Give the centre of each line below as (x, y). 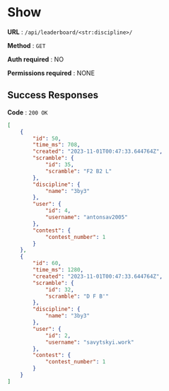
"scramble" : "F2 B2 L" (78, 171)
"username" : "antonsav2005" (87, 217)
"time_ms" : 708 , (57, 145)
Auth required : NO (36, 59)
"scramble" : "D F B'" (77, 296)
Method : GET (27, 45)
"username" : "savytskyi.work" (89, 342)
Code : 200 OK (28, 112)
